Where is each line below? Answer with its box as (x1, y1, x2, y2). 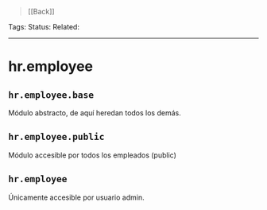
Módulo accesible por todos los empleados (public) (8, 150, 176, 160)
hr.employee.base (8, 89, 94, 100)
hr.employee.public (8, 131, 105, 142)
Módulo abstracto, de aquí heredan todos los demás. (8, 108, 181, 118)
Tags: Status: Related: (8, 22, 79, 31)
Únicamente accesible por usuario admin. (8, 192, 145, 202)
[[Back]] (27, 7, 55, 16)
